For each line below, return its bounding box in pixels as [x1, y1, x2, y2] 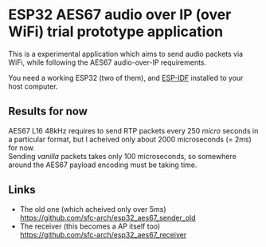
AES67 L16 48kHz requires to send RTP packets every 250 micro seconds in [8, 125, 259, 135]
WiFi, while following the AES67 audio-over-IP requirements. [8, 58, 207, 67]
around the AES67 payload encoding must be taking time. [8, 160, 198, 169]
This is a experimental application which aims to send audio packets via [8, 49, 244, 58]
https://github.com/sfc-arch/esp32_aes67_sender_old [19, 213, 197, 222]
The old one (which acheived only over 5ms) [19, 204, 166, 213]
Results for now [8, 105, 88, 118]
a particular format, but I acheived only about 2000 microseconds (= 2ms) [8, 134, 252, 144]
